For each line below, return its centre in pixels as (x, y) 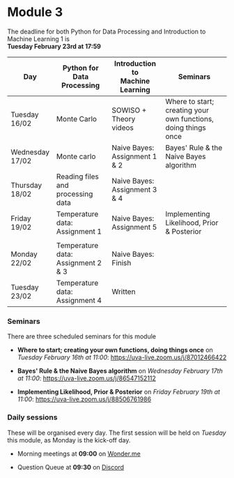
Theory (123, 119)
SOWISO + (129, 110)
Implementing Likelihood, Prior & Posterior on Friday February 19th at (119, 392)
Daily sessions (32, 417)
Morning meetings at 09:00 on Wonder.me (79, 454)
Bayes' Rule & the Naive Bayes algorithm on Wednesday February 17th (120, 371)
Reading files (78, 177)
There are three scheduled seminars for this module (82, 336)
